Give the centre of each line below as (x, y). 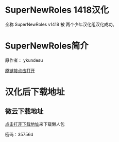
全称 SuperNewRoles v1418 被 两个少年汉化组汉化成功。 (61, 24)
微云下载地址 (24, 112)
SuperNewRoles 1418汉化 (57, 10)
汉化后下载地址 (35, 92)
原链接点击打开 (20, 71)
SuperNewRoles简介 (47, 46)
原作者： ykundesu (24, 60)
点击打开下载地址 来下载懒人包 (35, 124)
